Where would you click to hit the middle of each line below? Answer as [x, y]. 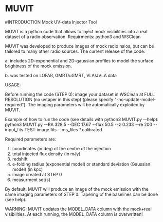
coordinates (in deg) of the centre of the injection [61, 148]
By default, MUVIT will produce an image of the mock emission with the [77, 189]
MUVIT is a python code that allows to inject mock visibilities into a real [76, 31]
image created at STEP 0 [37, 174]
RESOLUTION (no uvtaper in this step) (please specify [59, 99]
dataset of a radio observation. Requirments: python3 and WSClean [73, 37]
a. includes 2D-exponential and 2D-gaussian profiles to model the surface [79, 61]
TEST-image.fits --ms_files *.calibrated [63, 129]
